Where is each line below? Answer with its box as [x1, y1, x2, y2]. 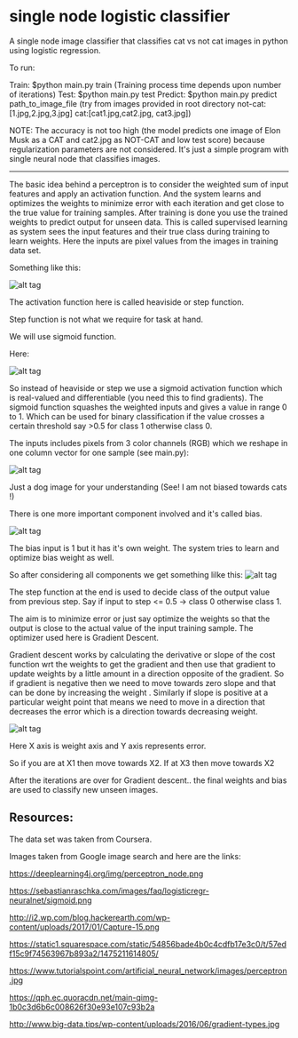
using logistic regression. [9, 44, 101, 55]
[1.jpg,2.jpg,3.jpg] [9, 108, 74, 118]
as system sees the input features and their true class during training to [9, 226, 271, 236]
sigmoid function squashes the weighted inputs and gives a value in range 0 [9, 402, 287, 412]
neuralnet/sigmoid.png [9, 895, 92, 906]
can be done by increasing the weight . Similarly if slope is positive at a [9, 687, 269, 698]
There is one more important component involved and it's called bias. [9, 508, 263, 519]
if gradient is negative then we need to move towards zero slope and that [9, 677, 277, 688]
